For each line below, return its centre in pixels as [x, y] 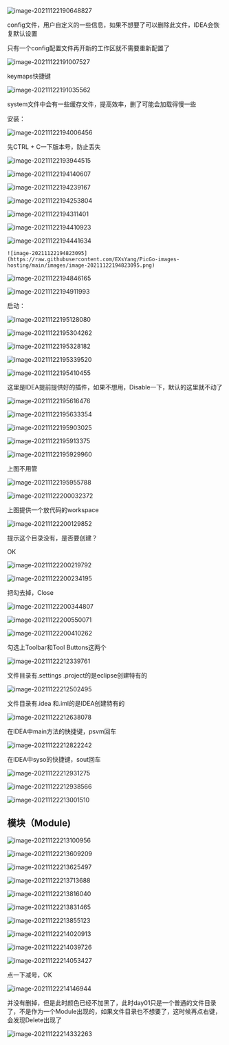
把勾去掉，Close [30, 592]
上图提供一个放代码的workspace [53, 510]
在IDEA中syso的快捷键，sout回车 [54, 759]
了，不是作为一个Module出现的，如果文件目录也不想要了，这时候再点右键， [114, 1011]
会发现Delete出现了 [34, 1019]
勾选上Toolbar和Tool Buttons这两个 [57, 647]
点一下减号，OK [30, 975]
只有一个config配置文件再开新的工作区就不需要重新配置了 [88, 48]
